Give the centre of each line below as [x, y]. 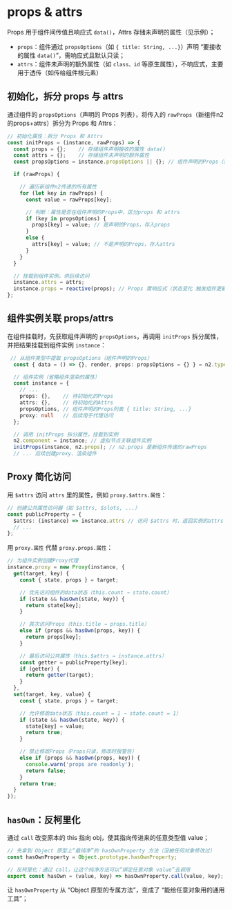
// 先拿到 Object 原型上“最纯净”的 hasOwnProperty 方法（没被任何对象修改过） [111, 850]
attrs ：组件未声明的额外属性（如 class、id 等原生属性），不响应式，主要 [120, 64]
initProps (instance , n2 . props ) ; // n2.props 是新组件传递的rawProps [110, 447]
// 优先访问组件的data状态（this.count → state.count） [96, 592]
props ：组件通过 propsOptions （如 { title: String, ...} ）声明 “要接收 [119, 46]
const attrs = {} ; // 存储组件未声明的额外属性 [81, 155]
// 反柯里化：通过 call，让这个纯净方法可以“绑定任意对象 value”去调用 [99, 870]
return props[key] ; [53, 637]
